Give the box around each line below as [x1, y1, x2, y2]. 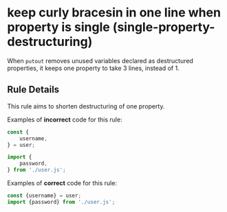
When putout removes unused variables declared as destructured [7, 56, 194, 64]
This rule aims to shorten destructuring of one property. [7, 102, 165, 110]
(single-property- [112, 19, 215, 35]
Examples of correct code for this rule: [7, 179, 117, 187]
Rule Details [7, 84, 60, 95]
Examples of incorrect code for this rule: [7, 115, 122, 123]
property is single [7, 19, 110, 35]
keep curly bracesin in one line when [7, 5, 221, 21]
